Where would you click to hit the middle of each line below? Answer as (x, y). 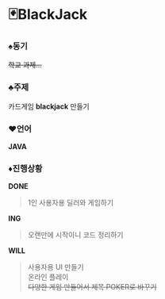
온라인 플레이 (48, 277)
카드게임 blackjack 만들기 (49, 106)
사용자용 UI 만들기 (56, 267)
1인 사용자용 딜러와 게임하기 (70, 203)
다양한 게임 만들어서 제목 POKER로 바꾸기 (92, 287)
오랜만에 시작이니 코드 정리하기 (75, 235)
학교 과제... (25, 65)
